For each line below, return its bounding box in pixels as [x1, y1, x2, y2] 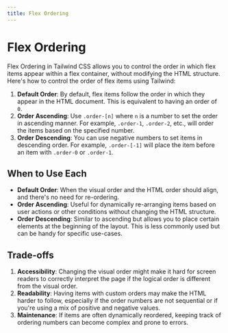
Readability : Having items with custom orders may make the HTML [16, 289, 207, 297]
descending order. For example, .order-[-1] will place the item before [16, 141, 216, 149]
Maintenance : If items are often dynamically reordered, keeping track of [16, 311, 221, 319]
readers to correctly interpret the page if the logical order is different [16, 275, 211, 283]
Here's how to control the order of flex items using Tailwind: [7, 77, 176, 85]
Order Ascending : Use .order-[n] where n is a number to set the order [16, 111, 218, 120]
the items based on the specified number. [16, 126, 135, 134]
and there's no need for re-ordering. [16, 193, 120, 202]
